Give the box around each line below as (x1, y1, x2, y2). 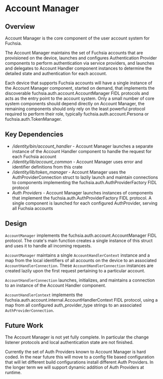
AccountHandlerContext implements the (5, 292, 83, 298)
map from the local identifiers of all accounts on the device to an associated (5, 257, 157, 263)
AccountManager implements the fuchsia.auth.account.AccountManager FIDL (5, 232, 157, 238)
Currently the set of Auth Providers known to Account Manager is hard (5, 349, 146, 355)
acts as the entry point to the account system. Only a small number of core (5, 95, 154, 101)
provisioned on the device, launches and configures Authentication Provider (5, 55, 157, 61)
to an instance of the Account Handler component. (5, 282, 107, 288)
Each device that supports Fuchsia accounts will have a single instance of (5, 80, 153, 86)
